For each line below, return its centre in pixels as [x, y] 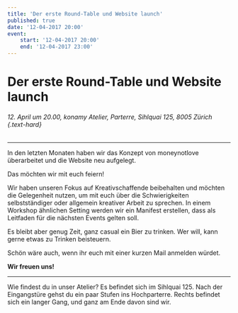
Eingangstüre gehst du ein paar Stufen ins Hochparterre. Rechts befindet [114, 295]
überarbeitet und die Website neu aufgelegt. [72, 161]
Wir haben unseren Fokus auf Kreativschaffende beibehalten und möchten [116, 188]
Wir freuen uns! [31, 267]
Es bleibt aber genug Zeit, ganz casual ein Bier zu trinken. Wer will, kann [113, 232]
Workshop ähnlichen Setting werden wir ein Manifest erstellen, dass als [112, 210]
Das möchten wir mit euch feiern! [56, 174]
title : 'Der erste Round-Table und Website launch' [85, 14]
